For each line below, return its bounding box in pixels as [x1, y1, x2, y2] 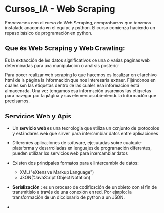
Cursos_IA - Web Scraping [5, 3, 115, 15]
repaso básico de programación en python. [5, 30, 92, 36]
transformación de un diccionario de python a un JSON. [12, 194, 125, 200]
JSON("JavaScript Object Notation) [19, 174, 91, 180]
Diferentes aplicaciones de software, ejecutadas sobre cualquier [12, 140, 142, 145]
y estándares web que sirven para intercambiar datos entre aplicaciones [12, 130, 158, 136]
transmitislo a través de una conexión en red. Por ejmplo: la [12, 189, 132, 195]
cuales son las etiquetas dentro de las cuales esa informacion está [5, 82, 140, 88]
